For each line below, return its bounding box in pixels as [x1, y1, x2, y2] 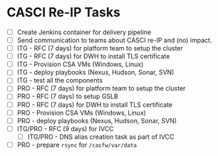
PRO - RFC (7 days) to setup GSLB [16, 92, 118, 100]
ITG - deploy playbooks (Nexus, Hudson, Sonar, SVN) [16, 68, 175, 77]
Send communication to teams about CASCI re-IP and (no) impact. [16, 36, 212, 44]
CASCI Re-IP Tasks [6, 4, 120, 21]
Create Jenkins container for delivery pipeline [16, 28, 151, 36]
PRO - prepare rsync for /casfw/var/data [16, 140, 137, 149]
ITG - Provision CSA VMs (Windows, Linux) [16, 60, 144, 68]
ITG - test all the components [16, 76, 103, 85]
